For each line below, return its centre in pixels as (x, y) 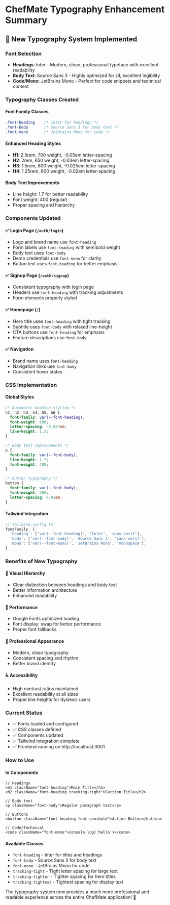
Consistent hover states (37, 371)
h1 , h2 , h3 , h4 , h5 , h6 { (32, 412)
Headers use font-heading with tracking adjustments (68, 292)
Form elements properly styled (45, 298)
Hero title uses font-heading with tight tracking (61, 321)
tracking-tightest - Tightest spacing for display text (68, 882)
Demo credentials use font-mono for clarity (57, 258)
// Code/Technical (25, 828)
